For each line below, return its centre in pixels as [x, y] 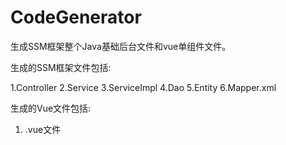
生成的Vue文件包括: [51, 108]
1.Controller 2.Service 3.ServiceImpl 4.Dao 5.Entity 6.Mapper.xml [143, 87]
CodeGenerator [76, 17]
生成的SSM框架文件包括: [61, 67]
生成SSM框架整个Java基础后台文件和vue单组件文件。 [121, 46]
